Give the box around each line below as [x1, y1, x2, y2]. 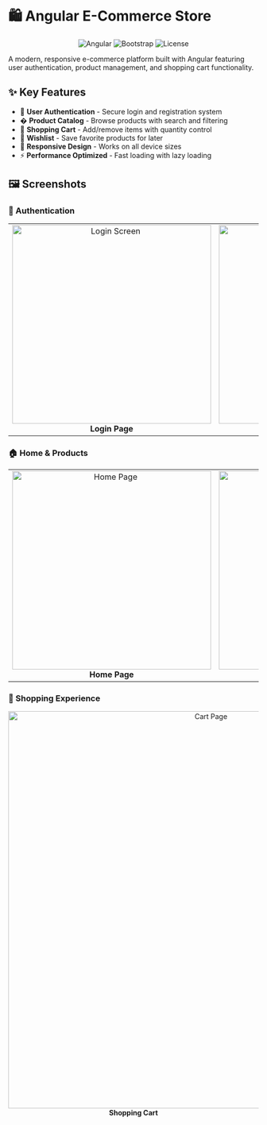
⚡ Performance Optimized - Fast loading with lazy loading [19, 150, 212, 160]
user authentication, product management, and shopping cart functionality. [8, 62, 254, 72]
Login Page [90, 423, 133, 435]
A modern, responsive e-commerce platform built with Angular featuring [8, 54, 245, 64]
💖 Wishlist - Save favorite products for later [19, 133, 164, 142]
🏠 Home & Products [8, 447, 89, 458]
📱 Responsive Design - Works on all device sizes [19, 141, 182, 151]
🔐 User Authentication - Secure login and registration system [19, 106, 222, 116]
